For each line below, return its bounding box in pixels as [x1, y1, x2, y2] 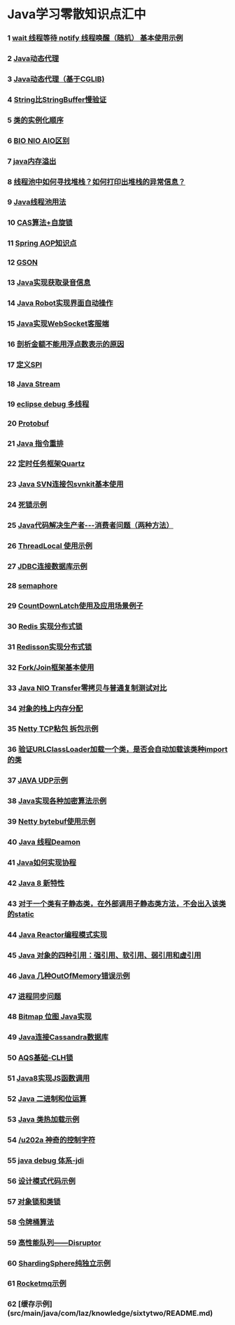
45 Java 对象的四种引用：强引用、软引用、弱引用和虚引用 [7, 950, 201, 960]
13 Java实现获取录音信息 [7, 278, 91, 288]
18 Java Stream [7, 379, 61, 388]
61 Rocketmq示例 [7, 1279, 66, 1289]
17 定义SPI [7, 360, 43, 370]
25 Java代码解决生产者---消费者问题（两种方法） [7, 521, 173, 531]
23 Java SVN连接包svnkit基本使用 [7, 479, 124, 489]
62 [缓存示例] [7, 1299, 52, 1309]
